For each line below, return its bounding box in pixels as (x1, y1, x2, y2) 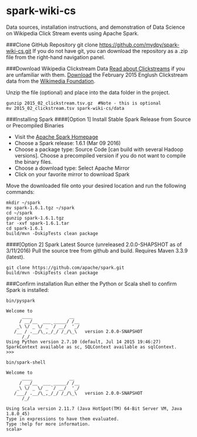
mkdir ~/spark (6, 200, 41, 206)
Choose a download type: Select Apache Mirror (14, 164, 130, 172)
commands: (6, 188, 35, 195)
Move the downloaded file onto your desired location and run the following (6, 182, 186, 189)
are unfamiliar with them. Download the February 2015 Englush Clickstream (6, 71, 188, 78)
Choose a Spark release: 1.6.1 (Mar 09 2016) (14, 139, 121, 146)
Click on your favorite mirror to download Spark (14, 170, 130, 177)
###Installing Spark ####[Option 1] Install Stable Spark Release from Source (6, 116, 191, 123)
